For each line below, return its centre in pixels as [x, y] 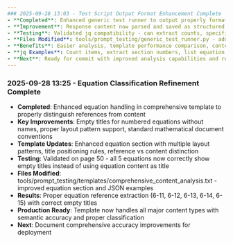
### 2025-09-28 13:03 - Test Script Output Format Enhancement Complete [114, 14]
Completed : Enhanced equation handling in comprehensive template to [119, 107]
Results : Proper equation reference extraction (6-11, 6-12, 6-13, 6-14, [116, 196]
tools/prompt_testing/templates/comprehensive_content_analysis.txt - [117, 181]
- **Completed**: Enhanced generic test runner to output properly [107, 20]
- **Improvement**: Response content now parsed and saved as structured [116, 26]
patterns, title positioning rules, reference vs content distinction [108, 151]
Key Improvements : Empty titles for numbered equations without [110, 121]
